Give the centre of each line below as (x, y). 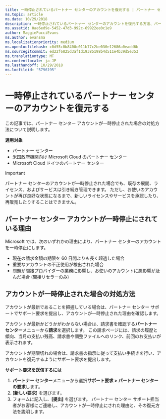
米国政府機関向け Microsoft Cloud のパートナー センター (70, 157)
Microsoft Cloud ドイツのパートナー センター (58, 163)
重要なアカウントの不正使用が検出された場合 (58, 264)
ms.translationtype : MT (30, 56)
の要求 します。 (28, 387)
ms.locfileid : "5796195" (31, 70)
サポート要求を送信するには (33, 370)
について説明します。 (31, 129)
